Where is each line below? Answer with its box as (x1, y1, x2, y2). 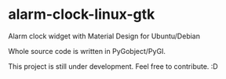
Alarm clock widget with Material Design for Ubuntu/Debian (8, 31, 200, 41)
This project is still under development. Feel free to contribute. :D (8, 61, 218, 71)
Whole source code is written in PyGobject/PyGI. (8, 46, 166, 56)
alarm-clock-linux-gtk (8, 5, 155, 23)
